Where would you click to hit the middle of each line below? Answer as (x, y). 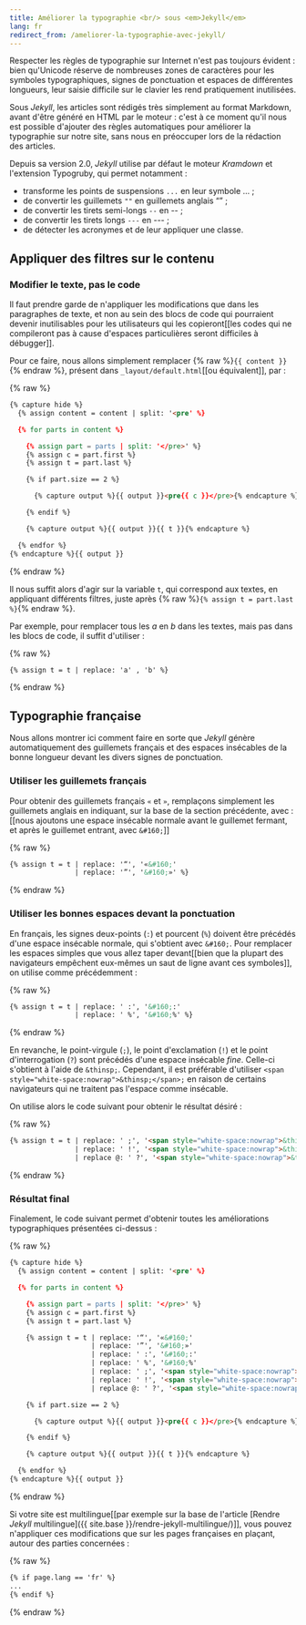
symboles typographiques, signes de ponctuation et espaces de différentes (151, 80)
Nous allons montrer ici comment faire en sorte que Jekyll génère (132, 738)
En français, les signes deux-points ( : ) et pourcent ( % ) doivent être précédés (153, 933)
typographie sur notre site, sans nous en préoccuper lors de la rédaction (145, 137)
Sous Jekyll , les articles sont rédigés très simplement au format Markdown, (151, 108)
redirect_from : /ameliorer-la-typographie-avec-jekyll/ (117, 35)
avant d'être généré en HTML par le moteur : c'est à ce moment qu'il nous (148, 117)
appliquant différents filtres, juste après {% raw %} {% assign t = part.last (152, 599)
